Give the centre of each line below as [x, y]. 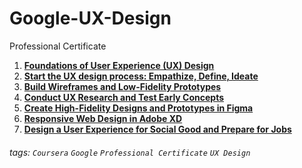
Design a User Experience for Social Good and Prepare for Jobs [157, 129]
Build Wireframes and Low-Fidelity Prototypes [122, 86]
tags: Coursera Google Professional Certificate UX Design [130, 152]
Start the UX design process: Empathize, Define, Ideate [141, 76]
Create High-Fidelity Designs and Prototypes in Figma [138, 108]
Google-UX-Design [90, 18]
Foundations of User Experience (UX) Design [119, 65]
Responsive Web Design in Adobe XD [103, 118]
